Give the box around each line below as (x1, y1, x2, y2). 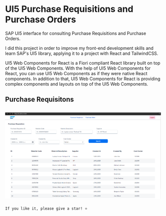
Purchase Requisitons (5, 95, 74, 104)
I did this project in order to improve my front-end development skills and (5, 45, 154, 51)
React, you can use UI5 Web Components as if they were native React (5, 70, 148, 76)
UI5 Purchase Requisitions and (5, 3, 133, 15)
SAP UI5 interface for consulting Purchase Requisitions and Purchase (5, 30, 147, 36)
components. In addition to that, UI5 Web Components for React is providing (5, 76, 161, 82)
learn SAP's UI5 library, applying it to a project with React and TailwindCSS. (5, 50, 159, 56)
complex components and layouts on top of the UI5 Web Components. (5, 81, 148, 87)
